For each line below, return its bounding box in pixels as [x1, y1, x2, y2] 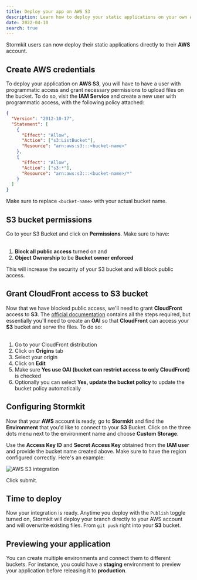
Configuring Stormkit [6, 402, 86, 412]
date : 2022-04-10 [6, 19, 49, 25]
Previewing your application [6, 539, 111, 549]
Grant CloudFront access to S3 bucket [6, 289, 148, 299]
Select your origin [14, 353, 57, 360]
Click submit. [6, 476, 38, 483]
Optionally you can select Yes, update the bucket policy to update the [14, 378, 185, 386]
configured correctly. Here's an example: [6, 454, 106, 461]
